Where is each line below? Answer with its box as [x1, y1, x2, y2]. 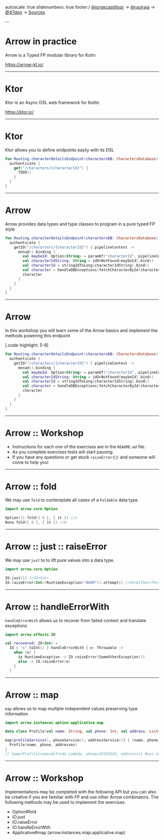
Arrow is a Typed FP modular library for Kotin [5, 52, 96, 58]
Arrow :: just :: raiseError [5, 541, 107, 552]
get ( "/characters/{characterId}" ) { [14, 165, 89, 170]
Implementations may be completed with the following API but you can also [5, 789, 157, 794]
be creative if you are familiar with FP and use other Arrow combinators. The [5, 794, 159, 800]
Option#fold [12, 809, 37, 815]
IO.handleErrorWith [12, 824, 51, 830]
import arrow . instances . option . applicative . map [5, 720, 104, 725]
